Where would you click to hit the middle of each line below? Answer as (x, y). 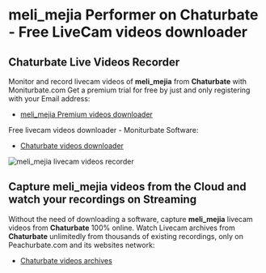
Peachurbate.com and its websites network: (82, 245)
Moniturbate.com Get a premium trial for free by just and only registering (129, 90)
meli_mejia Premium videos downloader (87, 114)
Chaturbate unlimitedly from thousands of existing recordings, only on (126, 236)
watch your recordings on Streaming (102, 200)
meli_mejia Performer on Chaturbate (133, 15)
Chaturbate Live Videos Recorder (94, 62)
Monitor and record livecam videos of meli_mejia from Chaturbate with (127, 81)
